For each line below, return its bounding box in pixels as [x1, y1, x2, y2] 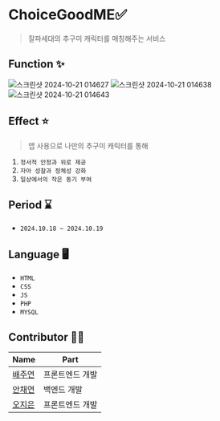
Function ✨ [8, 58, 65, 71]
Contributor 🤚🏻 [8, 330, 85, 344]
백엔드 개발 [43, 384, 83, 395]
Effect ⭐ [8, 115, 50, 128]
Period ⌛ [8, 198, 52, 212]
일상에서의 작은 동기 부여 [19, 175, 92, 184]
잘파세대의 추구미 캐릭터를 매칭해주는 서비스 [27, 34, 166, 43]
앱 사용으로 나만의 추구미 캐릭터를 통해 [27, 140, 149, 150]
